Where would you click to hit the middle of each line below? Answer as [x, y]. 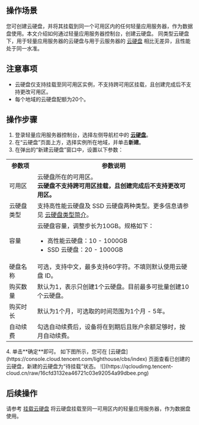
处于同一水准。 [24, 48]
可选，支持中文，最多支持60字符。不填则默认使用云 [110, 267]
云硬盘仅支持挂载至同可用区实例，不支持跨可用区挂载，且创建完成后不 [100, 84]
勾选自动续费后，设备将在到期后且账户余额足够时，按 [112, 327]
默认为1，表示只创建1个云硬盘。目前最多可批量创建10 [113, 287]
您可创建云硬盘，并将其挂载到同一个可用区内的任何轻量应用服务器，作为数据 [99, 26]
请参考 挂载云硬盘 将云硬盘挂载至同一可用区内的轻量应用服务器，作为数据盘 [98, 409]
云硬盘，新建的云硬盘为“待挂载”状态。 [53, 366]
